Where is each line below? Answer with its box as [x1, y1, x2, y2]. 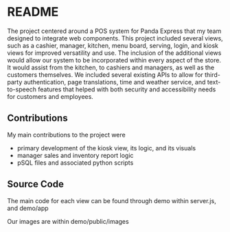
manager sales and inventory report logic [16, 151, 134, 159]
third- [205, 70, 221, 79]
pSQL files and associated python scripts [16, 159, 134, 167]
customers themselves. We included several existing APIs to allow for [7, 70, 204, 79]
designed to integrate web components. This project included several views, [7, 34, 223, 42]
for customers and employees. [7, 92, 94, 100]
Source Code [7, 178, 64, 190]
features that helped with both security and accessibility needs [37, 85, 216, 93]
